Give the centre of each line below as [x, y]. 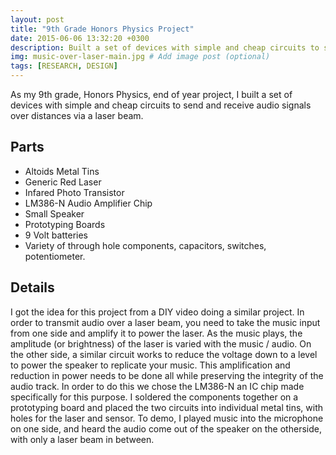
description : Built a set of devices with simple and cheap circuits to [165, 47]
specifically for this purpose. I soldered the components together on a [154, 397]
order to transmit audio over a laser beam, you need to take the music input [165, 322]
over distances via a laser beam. [77, 115]
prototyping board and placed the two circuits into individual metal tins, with [167, 407]
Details [32, 287]
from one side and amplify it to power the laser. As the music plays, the [156, 333]
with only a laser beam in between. [82, 439]
